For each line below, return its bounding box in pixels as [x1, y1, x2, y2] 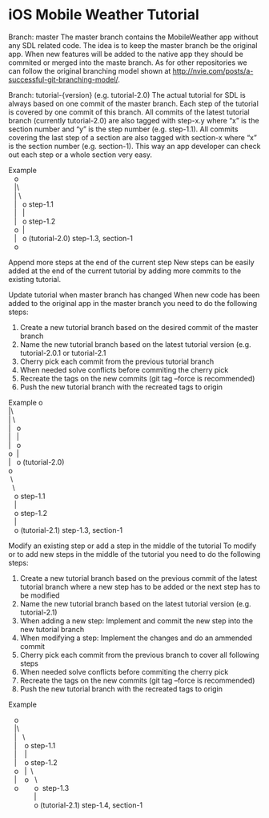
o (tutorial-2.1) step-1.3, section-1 [14, 525, 123, 534]
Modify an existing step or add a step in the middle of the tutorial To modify [8, 541, 257, 550]
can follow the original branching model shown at [8, 66, 171, 75]
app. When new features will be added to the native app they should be [8, 49, 244, 58]
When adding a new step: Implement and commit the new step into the [19, 615, 254, 626]
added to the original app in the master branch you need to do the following [8, 298, 258, 308]
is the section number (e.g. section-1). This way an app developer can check [8, 141, 261, 151]
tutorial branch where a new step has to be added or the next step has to [19, 582, 261, 591]
